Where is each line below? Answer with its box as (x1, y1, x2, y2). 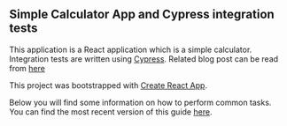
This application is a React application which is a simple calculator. (9, 44, 252, 55)
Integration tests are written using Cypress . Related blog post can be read (9, 53, 279, 64)
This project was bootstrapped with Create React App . (9, 79, 208, 91)
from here (9, 63, 46, 73)
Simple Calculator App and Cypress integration (9, 7, 275, 22)
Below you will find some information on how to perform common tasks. (9, 97, 272, 107)
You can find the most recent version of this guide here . (9, 106, 213, 117)
